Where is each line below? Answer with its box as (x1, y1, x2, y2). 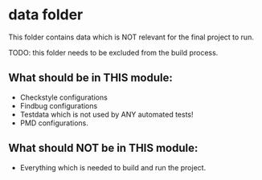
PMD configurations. (19, 118, 88, 128)
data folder (8, 6, 84, 24)
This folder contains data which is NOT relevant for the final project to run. (8, 32, 255, 42)
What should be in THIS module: (8, 71, 173, 85)
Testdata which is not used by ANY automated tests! (19, 109, 194, 119)
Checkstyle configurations (19, 92, 108, 102)
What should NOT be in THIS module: (8, 141, 199, 155)
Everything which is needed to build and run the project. (19, 162, 207, 172)
